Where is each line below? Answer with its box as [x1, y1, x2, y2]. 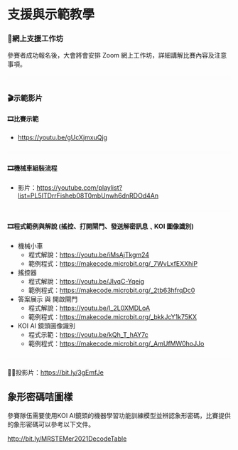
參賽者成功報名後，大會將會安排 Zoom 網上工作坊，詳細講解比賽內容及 [7, 51, 215, 60]
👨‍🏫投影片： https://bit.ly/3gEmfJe [7, 368, 104, 377]
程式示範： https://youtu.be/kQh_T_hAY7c [28, 331, 149, 339]
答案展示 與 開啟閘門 [17, 295, 78, 304]
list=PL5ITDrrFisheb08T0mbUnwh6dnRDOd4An [17, 191, 158, 200]
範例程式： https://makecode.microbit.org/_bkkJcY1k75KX [28, 313, 198, 321]
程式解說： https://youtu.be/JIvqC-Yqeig [28, 277, 144, 286]
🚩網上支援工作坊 [7, 33, 64, 43]
